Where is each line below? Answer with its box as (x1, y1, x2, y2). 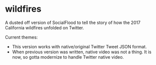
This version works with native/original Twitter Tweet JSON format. (12, 43, 147, 49)
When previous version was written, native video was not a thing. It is (12, 49, 152, 55)
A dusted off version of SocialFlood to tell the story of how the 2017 (5, 20, 140, 25)
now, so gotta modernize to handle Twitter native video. (12, 54, 124, 60)
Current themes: (5, 34, 38, 40)
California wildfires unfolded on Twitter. (5, 24, 84, 30)
